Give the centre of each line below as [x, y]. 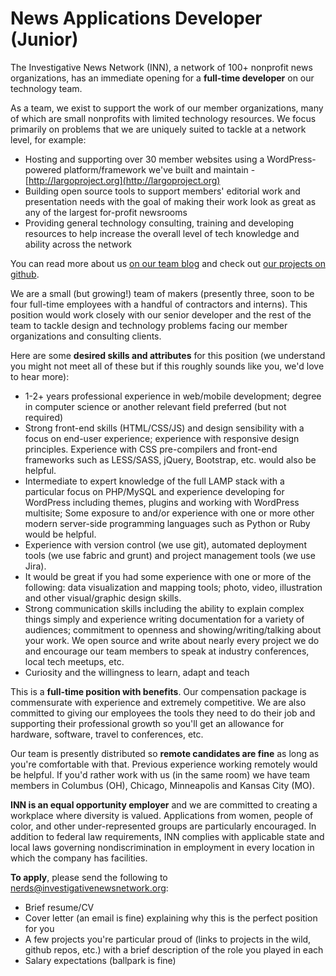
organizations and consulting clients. [86, 336]
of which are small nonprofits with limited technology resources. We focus [163, 118]
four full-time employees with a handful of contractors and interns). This [159, 304]
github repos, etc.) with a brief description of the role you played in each [174, 949]
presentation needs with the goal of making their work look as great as [170, 201]
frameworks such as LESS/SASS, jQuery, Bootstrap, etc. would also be [170, 459]
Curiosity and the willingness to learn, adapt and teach [137, 672]
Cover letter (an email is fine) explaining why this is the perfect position [171, 918]
